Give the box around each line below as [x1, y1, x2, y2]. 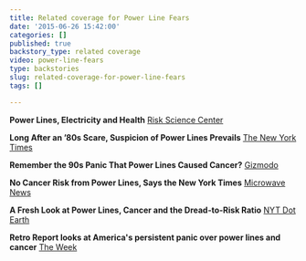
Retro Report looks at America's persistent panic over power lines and [9, 232, 281, 243]
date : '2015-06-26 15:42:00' [9, 22, 121, 31]
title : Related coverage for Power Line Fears [9, 13, 190, 23]
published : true [9, 38, 71, 48]
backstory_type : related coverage [9, 47, 142, 57]
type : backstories [9, 65, 79, 74]
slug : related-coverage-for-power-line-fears [9, 73, 185, 82]
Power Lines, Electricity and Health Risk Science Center [9, 114, 224, 125]
